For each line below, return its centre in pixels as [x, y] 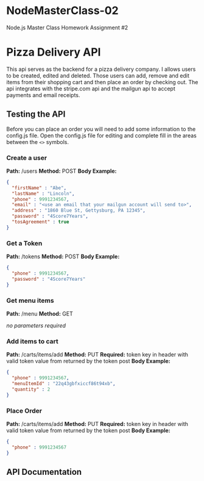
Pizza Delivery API [54, 52]
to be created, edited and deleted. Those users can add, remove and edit [98, 75]
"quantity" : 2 [31, 389]
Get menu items [30, 300]
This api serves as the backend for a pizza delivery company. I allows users [101, 69]
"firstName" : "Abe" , [39, 188]
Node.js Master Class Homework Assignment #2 [67, 27]
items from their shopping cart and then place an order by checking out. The [102, 82]
